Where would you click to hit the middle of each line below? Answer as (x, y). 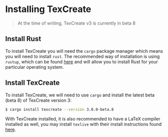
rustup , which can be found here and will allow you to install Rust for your (81, 62)
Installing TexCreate (48, 9)
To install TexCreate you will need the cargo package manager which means (84, 51)
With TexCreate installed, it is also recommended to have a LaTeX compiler (83, 119)
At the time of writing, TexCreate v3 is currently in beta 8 (76, 23)
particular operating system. (35, 67)
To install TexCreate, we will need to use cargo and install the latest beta (80, 95)
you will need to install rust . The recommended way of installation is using (82, 56)
